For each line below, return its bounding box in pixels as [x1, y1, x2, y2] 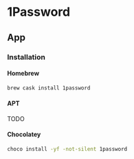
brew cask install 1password [7, 84, 91, 92]
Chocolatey [7, 130, 41, 138]
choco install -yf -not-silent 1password [7, 145, 128, 152]
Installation [7, 52, 46, 62]
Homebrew [7, 70, 40, 78]
